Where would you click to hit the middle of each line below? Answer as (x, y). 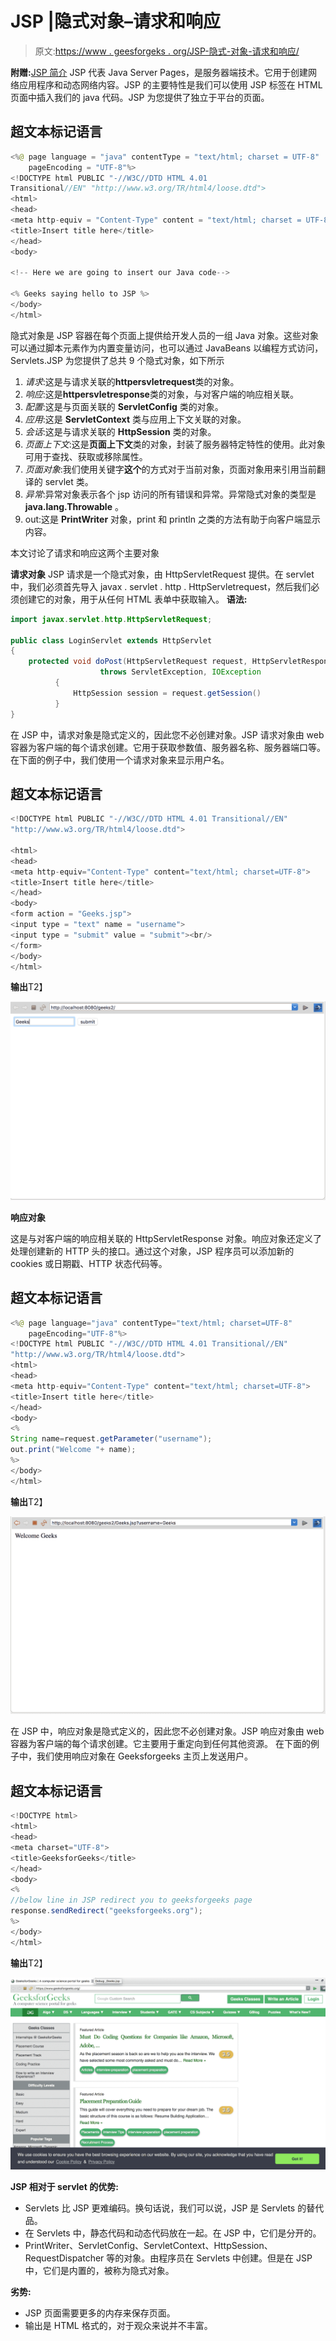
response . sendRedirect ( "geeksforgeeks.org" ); (106, 1911)
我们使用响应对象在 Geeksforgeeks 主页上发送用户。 (144, 1756)
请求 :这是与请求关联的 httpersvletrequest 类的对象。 (132, 381)
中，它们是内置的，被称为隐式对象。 (99, 2270)
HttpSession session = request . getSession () (167, 693)
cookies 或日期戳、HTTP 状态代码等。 (89, 1263)
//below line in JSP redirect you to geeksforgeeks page (131, 1900)
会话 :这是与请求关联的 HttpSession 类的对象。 (120, 431)
